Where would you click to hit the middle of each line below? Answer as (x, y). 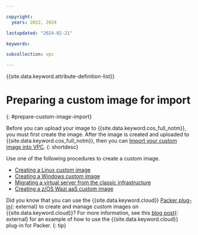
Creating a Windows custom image (57, 176)
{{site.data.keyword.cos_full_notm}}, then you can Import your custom (92, 141)
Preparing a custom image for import (98, 100)
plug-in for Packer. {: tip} (36, 226)
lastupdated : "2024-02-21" (39, 33)
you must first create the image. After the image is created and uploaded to (98, 134)
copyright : (20, 17)
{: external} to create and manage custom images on (74, 207)
